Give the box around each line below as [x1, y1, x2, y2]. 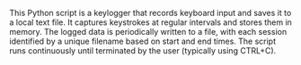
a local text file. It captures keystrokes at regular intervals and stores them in [9, 17, 292, 28]
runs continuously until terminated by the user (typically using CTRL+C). [9, 45, 277, 56]
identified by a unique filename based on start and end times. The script [9, 36, 277, 46]
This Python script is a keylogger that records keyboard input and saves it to [9, 8, 292, 18]
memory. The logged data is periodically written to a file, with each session [9, 27, 288, 37]
